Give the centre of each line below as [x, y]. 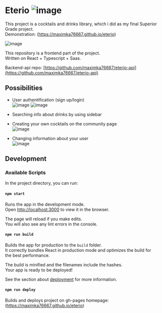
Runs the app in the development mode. [45, 204]
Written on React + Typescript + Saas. [43, 58]
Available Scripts [25, 173]
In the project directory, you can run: [41, 183]
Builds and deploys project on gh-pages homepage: [57, 300]
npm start [15, 194]
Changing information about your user [50, 138]
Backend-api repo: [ [25, 68]
